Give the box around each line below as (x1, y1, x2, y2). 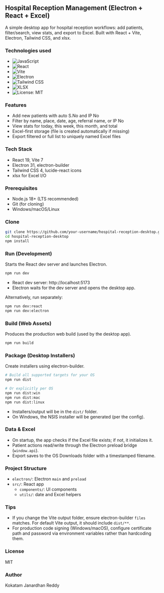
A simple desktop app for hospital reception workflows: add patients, (5, 24, 144, 30)
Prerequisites (5, 184, 38, 191)
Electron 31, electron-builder (12, 162, 70, 168)
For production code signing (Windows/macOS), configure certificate (12, 525, 152, 531)
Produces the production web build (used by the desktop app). (5, 331, 131, 337)
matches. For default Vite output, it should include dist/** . (12, 520, 130, 526)
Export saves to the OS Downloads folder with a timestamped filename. (12, 453, 156, 458)
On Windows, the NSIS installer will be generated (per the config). (12, 413, 145, 420)
